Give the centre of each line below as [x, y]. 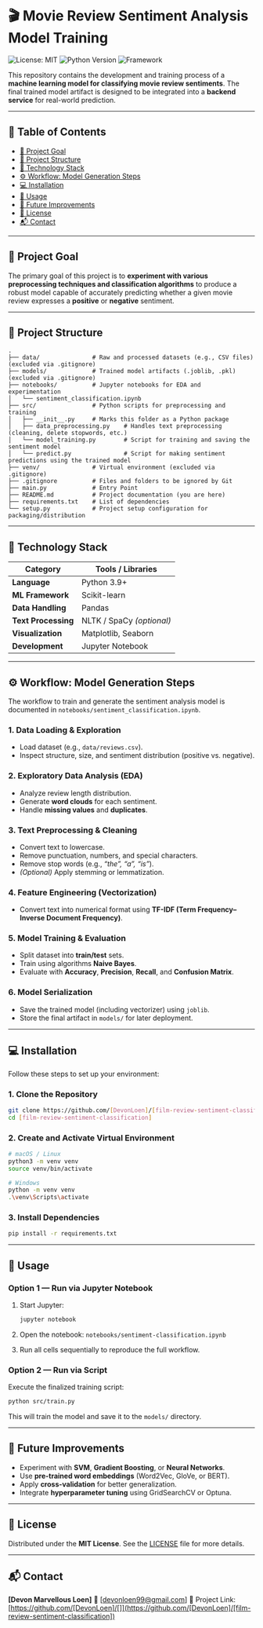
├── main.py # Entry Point [73, 488]
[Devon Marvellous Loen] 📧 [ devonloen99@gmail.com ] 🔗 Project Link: [122, 1599]
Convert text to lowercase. [62, 847]
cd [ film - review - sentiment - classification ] [80, 1118]
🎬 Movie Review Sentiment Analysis [128, 16]
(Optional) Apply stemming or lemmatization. [92, 872]
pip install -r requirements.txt [63, 1234]
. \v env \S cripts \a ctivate [49, 1198]
